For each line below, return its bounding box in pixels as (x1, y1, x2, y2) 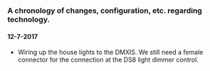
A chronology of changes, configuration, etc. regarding (7, 6, 203, 16)
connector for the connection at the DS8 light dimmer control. (17, 55, 199, 64)
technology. (7, 14, 51, 24)
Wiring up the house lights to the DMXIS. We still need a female (17, 48, 204, 57)
